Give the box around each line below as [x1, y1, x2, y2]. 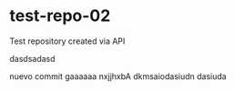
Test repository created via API [9, 35, 126, 46]
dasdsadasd [9, 53, 56, 64]
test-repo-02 [9, 5, 111, 26]
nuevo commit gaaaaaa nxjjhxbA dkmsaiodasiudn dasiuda [9, 70, 227, 82]
